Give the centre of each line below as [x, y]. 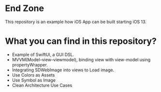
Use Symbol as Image [34, 80]
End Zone [25, 8]
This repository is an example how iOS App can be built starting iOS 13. [76, 22]
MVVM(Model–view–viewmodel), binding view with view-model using [81, 59]
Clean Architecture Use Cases [42, 85]
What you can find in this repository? [81, 41]
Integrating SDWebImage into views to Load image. [63, 70]
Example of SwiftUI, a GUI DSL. [43, 54]
